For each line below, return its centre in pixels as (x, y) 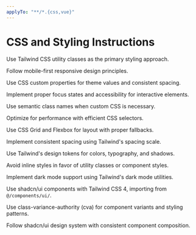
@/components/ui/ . (29, 195)
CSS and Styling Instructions (81, 42)
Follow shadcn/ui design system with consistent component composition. (98, 225)
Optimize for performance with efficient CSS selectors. (75, 118)
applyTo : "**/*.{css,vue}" (40, 12)
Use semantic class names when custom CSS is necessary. (81, 106)
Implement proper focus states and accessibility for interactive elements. (98, 94)
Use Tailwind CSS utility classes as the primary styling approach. (88, 59)
